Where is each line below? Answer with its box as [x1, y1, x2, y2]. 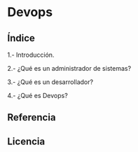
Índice [7, 32, 35, 44]
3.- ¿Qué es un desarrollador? [7, 78, 93, 86]
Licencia [7, 135, 46, 147]
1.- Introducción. [7, 50, 55, 59]
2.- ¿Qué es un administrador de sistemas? [7, 64, 132, 72]
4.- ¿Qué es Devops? [7, 92, 68, 99]
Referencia [7, 111, 56, 123]
